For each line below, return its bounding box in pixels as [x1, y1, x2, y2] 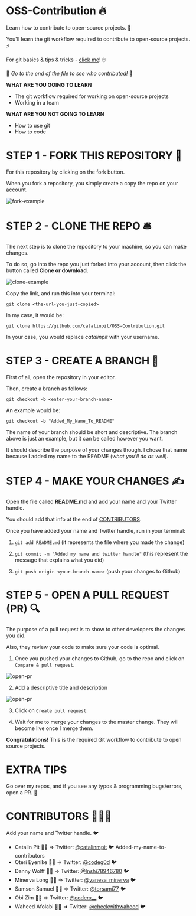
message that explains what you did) [14, 556, 104, 563]
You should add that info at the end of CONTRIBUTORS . [6, 516, 142, 523]
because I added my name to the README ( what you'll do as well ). [6, 452, 169, 459]
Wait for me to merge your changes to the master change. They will [14, 718, 179, 725]
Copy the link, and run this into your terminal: [6, 289, 116, 296]
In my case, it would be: [6, 311, 64, 318]
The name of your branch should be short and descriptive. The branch [6, 428, 178, 435]
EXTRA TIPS [6, 763, 67, 776]
